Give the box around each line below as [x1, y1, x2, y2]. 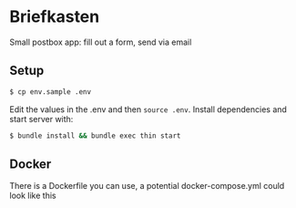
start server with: [9, 113, 74, 124]
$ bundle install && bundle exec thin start [9, 130, 181, 140]
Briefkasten [9, 6, 100, 27]
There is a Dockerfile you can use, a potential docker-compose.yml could [9, 181, 285, 192]
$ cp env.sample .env [9, 87, 92, 97]
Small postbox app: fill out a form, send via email [9, 36, 192, 47]
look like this [9, 190, 56, 202]
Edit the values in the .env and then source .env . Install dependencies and [9, 103, 287, 115]
